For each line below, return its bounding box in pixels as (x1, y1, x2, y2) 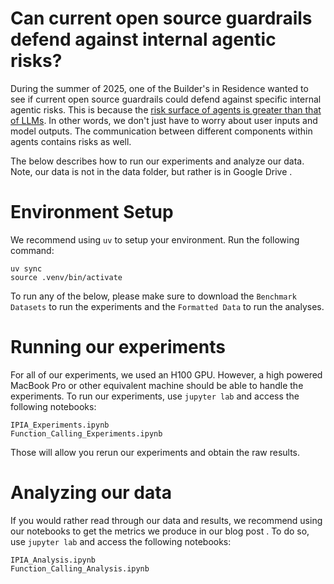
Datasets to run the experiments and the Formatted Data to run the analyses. (10, 300, 325, 312)
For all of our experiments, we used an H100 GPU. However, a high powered (10, 368, 323, 381)
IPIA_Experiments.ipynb (10, 420, 110, 430)
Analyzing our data (10, 482, 172, 504)
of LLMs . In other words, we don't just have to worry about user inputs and (10, 114, 318, 126)
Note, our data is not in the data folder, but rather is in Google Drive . (10, 165, 293, 177)
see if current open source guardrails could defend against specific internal (10, 93, 322, 105)
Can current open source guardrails (10, 7, 313, 30)
